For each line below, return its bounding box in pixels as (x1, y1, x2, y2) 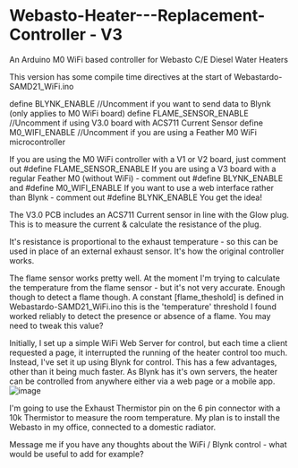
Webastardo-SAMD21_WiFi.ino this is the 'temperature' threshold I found (9, 301, 277, 312)
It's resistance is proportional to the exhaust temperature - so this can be (9, 236, 279, 247)
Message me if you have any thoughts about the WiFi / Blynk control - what (9, 438, 288, 449)
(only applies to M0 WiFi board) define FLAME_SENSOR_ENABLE (9, 108, 249, 118)
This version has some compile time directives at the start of (9, 71, 233, 82)
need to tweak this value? (9, 320, 104, 331)
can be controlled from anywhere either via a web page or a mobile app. (9, 376, 276, 386)
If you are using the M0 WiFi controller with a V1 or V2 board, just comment (9, 153, 286, 164)
